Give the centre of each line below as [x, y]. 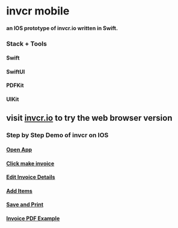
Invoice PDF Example [33, 218]
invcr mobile [38, 11]
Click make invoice [30, 163]
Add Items [20, 191]
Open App [19, 149]
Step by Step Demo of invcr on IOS [57, 135]
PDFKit [15, 85]
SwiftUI [16, 72]
